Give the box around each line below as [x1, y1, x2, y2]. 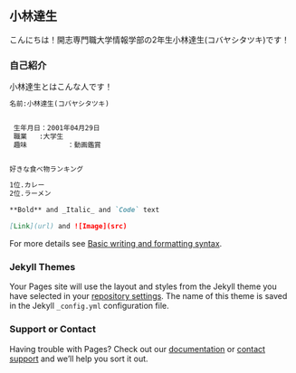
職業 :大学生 [13, 132, 64, 141]
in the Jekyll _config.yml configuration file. [9, 301, 169, 312]
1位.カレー [9, 181, 45, 190]
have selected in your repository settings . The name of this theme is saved [9, 291, 288, 302]
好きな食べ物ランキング [9, 164, 84, 173]
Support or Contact [9, 323, 97, 336]
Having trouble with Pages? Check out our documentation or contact [9, 343, 265, 354]
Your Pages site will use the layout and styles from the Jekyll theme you [9, 281, 278, 292]
